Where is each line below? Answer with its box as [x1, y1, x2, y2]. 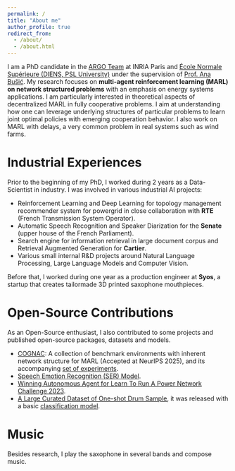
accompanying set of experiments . [17, 364, 119, 372]
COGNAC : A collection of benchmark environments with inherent [17, 349, 206, 357]
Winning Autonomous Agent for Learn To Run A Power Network [17, 379, 202, 388]
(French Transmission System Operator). [17, 214, 136, 222]
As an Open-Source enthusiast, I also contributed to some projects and [7, 328, 213, 336]
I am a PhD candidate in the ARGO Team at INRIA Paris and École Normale [7, 63, 222, 71]
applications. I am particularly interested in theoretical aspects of [7, 92, 196, 101]
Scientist [7, 185, 33, 194]
